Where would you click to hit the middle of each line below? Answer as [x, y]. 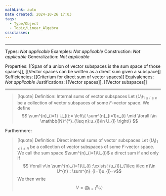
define [24, 108]
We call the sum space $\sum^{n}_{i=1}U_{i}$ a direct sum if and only [88, 153]
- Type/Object [24, 24]
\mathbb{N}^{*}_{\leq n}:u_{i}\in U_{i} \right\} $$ [89, 121]
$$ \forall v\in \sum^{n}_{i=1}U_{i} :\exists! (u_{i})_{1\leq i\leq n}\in [89, 166]
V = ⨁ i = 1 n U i [89, 188]
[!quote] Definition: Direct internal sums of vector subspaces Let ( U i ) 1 [87, 141]
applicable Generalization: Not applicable [47, 57]
